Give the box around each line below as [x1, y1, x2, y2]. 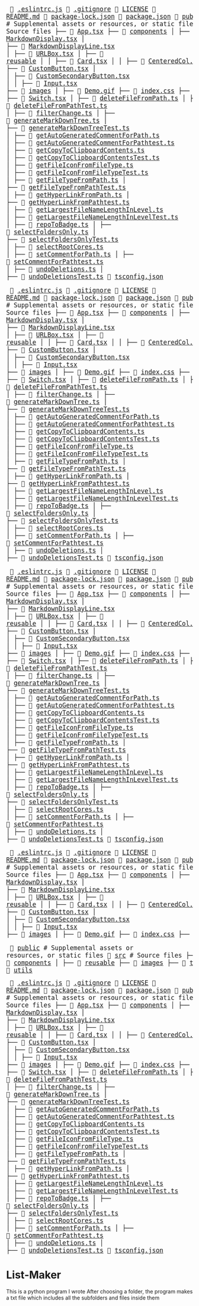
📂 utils [6, 966, 33, 974]
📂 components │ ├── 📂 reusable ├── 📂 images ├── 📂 [6, 959, 187, 967]
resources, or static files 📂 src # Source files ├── [6, 951, 197, 959]
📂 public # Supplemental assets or [9, 944, 134, 952]
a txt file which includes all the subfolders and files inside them [6, 1294, 160, 1301]
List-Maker [6, 1269, 62, 1282]
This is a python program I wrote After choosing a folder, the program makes [6, 1288, 193, 1295]
